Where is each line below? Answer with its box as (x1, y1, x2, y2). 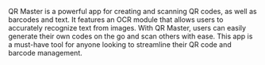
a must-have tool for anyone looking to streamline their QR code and (8, 40, 232, 49)
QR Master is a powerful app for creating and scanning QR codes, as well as (8, 7, 257, 16)
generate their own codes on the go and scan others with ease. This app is (8, 31, 253, 41)
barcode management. (8, 49, 83, 57)
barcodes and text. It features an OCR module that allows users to (8, 15, 224, 24)
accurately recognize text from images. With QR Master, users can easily (8, 23, 247, 32)
